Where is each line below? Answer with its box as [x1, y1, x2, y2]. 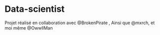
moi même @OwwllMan [4, 25, 53, 31]
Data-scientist [4, 3, 65, 15]
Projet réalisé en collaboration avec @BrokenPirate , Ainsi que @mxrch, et [4, 20, 155, 26]
